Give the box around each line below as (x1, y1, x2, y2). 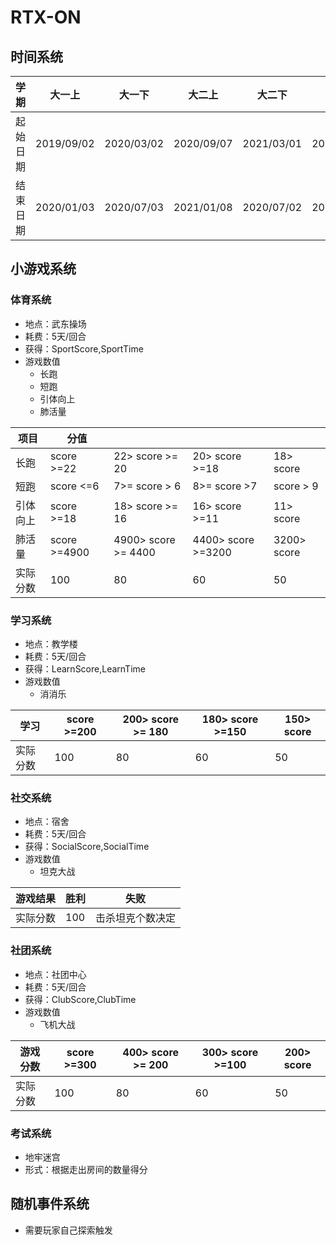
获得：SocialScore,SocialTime (24, 841, 150, 853)
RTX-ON (10, 6, 82, 29)
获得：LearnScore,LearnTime (24, 662, 146, 675)
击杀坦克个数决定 (95, 911, 177, 925)
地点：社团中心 (24, 968, 87, 980)
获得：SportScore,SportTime (24, 342, 144, 355)
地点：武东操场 (24, 317, 87, 330)
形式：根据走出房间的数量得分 (24, 1163, 148, 1175)
